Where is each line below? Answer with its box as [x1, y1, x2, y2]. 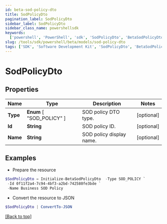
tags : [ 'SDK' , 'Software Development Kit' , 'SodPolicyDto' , [5, 44, 133, 49]
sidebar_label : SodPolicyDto [5, 21, 66, 26]
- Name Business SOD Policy [7, 186, 64, 191]
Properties [5, 85, 39, 94]
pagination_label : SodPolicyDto [5, 16, 72, 21]
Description [92, 100, 121, 107]
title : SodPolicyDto [5, 12, 48, 17]
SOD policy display [82, 131, 126, 138]
